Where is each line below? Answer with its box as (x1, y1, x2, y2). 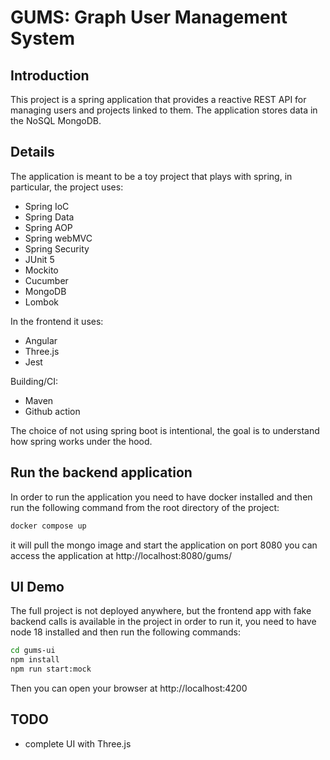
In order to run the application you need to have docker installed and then (10, 491, 313, 503)
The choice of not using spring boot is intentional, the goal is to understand (10, 424, 320, 436)
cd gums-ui (10, 646, 56, 656)
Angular (24, 334, 58, 346)
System (10, 27, 76, 50)
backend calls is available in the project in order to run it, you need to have (10, 616, 317, 628)
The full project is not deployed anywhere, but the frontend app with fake (10, 605, 312, 617)
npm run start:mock (10, 664, 92, 675)
